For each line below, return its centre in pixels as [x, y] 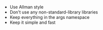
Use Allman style [26, 7]
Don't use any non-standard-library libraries [54, 12]
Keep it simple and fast [33, 22]
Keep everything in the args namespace [50, 17]
